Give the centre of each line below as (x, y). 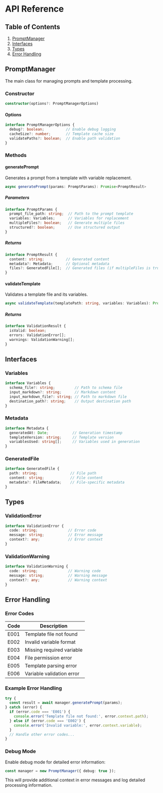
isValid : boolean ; (28, 331)
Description (54, 626)
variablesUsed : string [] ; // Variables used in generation (74, 442)
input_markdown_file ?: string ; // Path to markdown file (68, 397)
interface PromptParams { (31, 209)
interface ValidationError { (34, 526)
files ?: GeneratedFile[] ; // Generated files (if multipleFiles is (80, 268)
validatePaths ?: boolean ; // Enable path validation (65, 138)
